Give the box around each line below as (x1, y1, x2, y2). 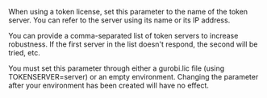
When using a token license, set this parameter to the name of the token (8, 7, 248, 16)
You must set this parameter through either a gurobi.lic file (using (8, 63, 225, 73)
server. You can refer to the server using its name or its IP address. (8, 15, 231, 25)
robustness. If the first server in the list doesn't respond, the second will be (8, 39, 258, 49)
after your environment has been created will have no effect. (8, 80, 210, 90)
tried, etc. (8, 48, 40, 57)
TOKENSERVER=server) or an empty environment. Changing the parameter (8, 72, 259, 81)
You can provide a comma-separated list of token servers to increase (8, 31, 239, 40)
